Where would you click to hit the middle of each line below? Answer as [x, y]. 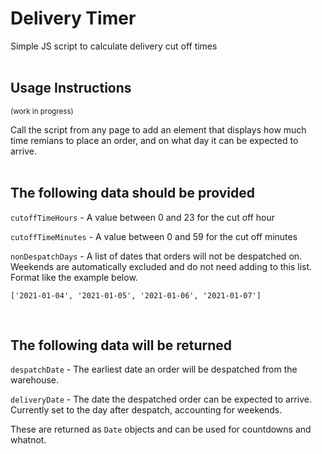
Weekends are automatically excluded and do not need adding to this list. [161, 266]
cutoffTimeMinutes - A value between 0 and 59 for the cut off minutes [154, 236]
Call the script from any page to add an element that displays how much [158, 129]
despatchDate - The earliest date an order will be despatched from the [154, 369]
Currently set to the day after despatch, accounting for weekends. [146, 410]
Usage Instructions [71, 88]
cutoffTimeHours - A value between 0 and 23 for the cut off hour [143, 217]
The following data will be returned [121, 345]
